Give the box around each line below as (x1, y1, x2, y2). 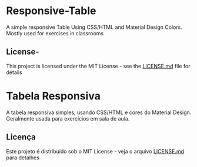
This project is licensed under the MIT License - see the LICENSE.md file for (6, 62, 191, 69)
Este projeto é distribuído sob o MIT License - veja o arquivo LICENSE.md (6, 148, 184, 155)
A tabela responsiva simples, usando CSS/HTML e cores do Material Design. (6, 109, 192, 116)
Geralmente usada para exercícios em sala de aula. (6, 115, 130, 122)
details (6, 69, 22, 76)
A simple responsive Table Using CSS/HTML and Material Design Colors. (6, 24, 182, 31)
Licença (6, 132, 36, 142)
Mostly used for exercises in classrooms (6, 29, 104, 36)
